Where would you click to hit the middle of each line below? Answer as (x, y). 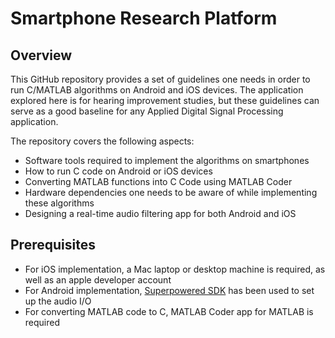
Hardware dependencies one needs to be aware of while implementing (171, 192)
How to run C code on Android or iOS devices (118, 171)
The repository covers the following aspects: (102, 141)
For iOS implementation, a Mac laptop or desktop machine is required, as (175, 269)
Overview (41, 55)
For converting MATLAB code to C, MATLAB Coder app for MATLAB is (169, 311)
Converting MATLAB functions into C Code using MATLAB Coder (158, 181)
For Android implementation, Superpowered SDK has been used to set (169, 290)
